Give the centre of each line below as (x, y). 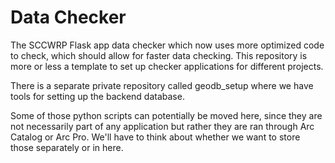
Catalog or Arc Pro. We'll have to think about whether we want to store (155, 137)
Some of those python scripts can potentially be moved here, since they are (166, 115)
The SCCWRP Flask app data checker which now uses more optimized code (167, 45)
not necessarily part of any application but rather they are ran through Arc (162, 126)
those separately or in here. (67, 147)
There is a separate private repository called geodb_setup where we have (162, 85)
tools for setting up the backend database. (97, 96)
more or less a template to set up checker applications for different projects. (167, 66)
